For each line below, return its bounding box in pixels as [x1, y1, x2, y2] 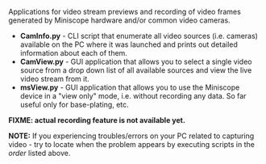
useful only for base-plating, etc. [19, 100, 129, 109]
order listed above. [8, 149, 71, 158]
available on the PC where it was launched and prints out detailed [19, 40, 238, 49]
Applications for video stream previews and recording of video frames [8, 7, 242, 16]
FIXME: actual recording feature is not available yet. [8, 116, 185, 124]
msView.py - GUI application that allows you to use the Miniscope [19, 82, 240, 92]
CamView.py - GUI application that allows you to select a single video [19, 57, 252, 66]
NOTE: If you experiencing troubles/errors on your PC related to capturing [8, 131, 255, 141]
